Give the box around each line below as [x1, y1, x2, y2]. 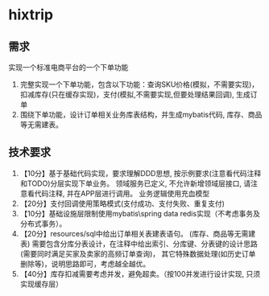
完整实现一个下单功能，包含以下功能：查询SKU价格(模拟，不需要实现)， [19, 80, 259, 89]
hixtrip [8, 6, 54, 24]
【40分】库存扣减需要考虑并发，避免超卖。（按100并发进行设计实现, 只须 [19, 269, 261, 278]
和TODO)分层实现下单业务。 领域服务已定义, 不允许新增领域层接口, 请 [19, 179, 251, 188]
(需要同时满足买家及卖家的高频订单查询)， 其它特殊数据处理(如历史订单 [19, 249, 256, 258]
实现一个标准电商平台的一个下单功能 [8, 63, 129, 72]
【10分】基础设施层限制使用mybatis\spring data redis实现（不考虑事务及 [19, 208, 260, 218]
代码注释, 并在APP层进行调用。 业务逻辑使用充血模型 [34, 188, 210, 198]
